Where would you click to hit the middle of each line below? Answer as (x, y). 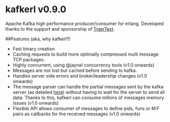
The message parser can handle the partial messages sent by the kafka (88, 87)
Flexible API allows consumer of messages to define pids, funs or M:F (86, 108)
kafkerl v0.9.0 (36, 9)
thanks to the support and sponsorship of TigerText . (60, 29)
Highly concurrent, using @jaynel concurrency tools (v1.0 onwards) (83, 65)
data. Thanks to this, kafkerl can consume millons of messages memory (88, 97)
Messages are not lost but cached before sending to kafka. (75, 70)
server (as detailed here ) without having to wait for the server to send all (89, 92)
